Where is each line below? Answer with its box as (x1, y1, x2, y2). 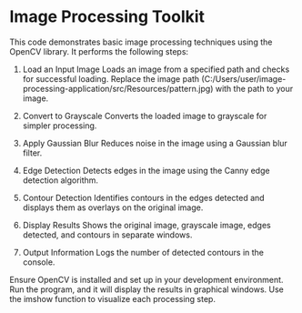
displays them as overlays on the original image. (22, 202, 204, 213)
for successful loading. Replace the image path (22, 73, 200, 84)
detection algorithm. (22, 175, 98, 186)
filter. (22, 147, 43, 158)
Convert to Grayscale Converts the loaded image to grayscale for (22, 110, 267, 121)
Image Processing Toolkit (9, 6, 206, 27)
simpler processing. (22, 120, 97, 131)
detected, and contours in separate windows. (22, 229, 193, 240)
